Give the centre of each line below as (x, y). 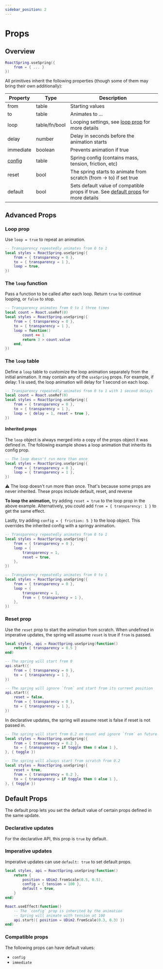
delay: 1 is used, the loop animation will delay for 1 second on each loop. (77, 382)
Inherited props (21, 429)
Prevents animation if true (99, 150)
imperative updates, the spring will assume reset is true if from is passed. (78, 635)
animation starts (89, 142)
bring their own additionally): (34, 86)
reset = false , (29, 697)
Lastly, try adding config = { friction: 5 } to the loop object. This (73, 520)
